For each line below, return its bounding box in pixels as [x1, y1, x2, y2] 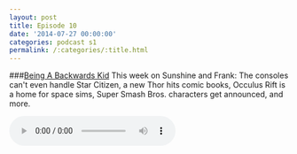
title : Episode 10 [9, 21, 77, 30]
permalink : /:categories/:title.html [9, 46, 149, 55]
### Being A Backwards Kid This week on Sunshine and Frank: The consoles [9, 70, 289, 81]
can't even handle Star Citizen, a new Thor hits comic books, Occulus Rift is [9, 80, 286, 90]
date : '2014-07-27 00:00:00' [9, 29, 117, 38]
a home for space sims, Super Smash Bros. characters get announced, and [9, 89, 284, 100]
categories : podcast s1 [9, 37, 98, 47]
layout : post [9, 12, 58, 22]
